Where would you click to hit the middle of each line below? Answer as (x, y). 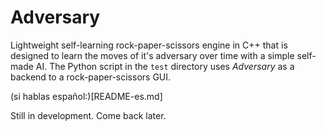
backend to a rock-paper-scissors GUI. (91, 77)
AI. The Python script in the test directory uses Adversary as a (165, 66)
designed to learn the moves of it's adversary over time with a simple (152, 55)
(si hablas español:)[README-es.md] (86, 96)
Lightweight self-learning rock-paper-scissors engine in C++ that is (149, 45)
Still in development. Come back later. (88, 115)
